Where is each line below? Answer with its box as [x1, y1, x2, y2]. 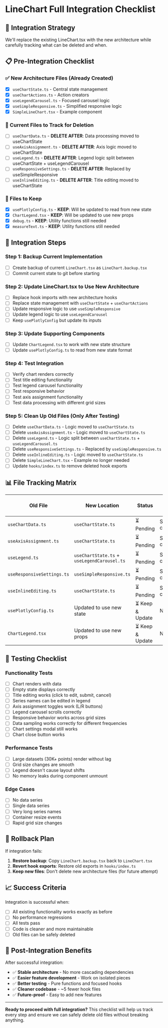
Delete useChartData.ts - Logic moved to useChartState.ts [12, 423, 134, 429]
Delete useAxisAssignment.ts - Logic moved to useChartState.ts [12, 429, 145, 435]
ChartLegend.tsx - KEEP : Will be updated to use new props [12, 212, 134, 218]
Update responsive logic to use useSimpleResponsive [12, 306, 121, 312]
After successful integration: [5, 959, 64, 965]
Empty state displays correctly [12, 686, 75, 692]
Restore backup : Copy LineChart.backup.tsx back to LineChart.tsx [12, 858, 152, 864]
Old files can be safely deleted [12, 931, 75, 937]
